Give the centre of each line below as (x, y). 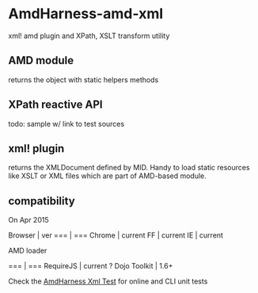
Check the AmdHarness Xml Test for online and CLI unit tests (108, 281)
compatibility (42, 201)
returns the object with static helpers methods (83, 79)
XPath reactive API (55, 105)
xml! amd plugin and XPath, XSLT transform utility (89, 36)
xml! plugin (36, 148)
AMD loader (28, 251)
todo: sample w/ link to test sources (66, 124)
